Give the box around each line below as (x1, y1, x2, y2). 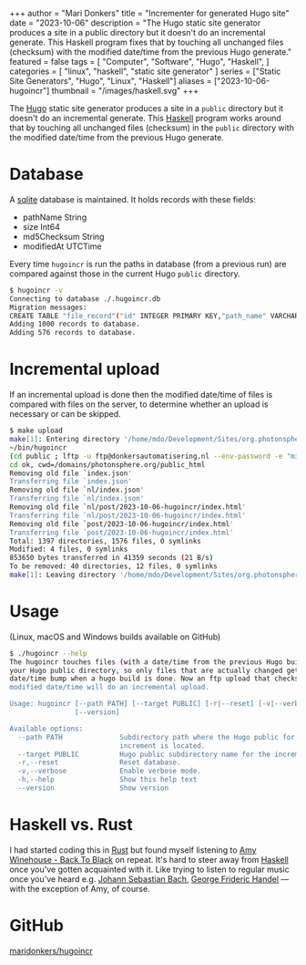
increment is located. (119, 741, 206, 751)
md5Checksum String (22, 231, 105, 242)
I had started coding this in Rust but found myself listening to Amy (9, 844, 257, 856)
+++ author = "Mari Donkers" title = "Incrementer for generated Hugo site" (9, 8, 290, 18)
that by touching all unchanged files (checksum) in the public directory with (9, 122, 294, 133)
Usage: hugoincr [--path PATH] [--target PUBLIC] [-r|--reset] (9, 700, 255, 709)
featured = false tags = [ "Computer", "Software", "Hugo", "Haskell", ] (9, 57, 270, 67)
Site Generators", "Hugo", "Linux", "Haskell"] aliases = (9, 76, 212, 86)
